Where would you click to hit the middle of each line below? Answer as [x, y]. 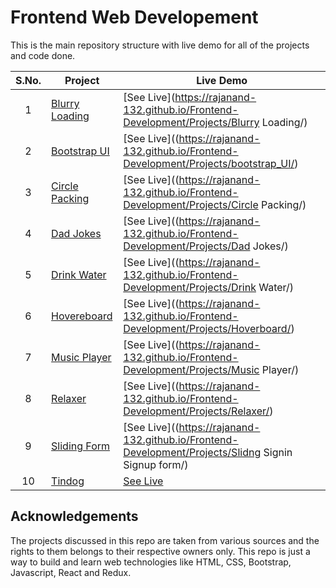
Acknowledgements [74, 516]
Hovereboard [82, 316]
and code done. [43, 55]
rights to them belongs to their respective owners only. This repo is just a [160, 551]
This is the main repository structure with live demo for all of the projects [160, 45]
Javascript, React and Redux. [71, 572]
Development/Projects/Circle [191, 204]
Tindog [68, 481]
